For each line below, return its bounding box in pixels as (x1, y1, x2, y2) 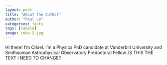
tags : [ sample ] (5, 26, 37, 31)
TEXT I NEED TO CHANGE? (5, 55, 61, 60)
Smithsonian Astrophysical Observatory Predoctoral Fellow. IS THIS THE (5, 49, 154, 55)
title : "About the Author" (5, 12, 61, 17)
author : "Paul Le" (5, 16, 43, 21)
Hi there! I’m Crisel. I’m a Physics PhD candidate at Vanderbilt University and (5, 44, 162, 50)
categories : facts (5, 21, 43, 26)
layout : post (5, 7, 32, 12)
